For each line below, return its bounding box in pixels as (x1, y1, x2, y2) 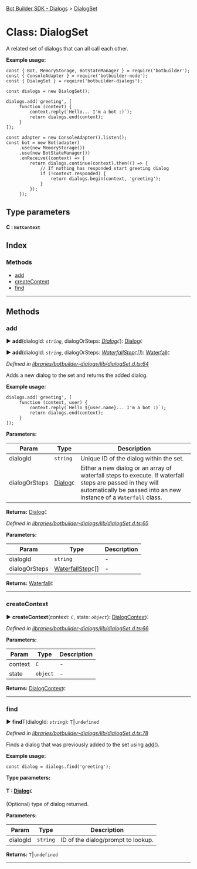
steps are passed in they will (80, 479, 159, 487)
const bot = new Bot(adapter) (6, 139, 80, 146)
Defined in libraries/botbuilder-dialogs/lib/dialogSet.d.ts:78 (6, 729, 148, 737)
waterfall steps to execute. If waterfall (80, 472, 184, 480)
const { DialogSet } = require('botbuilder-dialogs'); (6, 78, 143, 84)
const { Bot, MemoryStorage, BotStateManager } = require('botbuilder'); (6, 68, 191, 73)
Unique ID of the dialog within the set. (80, 454, 184, 463)
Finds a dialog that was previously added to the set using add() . (6, 741, 160, 748)
